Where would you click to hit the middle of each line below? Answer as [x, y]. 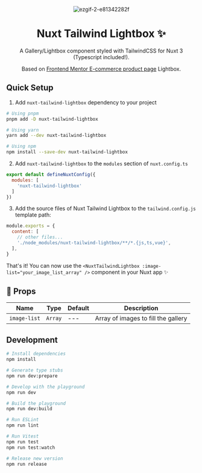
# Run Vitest [23, 436]
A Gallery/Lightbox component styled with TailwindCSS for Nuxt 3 [101, 51]
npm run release [27, 464]
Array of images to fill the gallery [141, 319]
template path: [33, 215]
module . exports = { [31, 226]
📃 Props [21, 292]
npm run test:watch [31, 447]
